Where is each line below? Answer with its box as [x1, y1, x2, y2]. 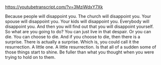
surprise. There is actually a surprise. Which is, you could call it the [5, 39, 139, 45]
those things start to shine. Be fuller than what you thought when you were [5, 49, 154, 55]
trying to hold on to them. [5, 54, 56, 60]
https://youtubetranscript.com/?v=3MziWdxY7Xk [5, 4, 103, 10]
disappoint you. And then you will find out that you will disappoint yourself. [5, 24, 154, 29]
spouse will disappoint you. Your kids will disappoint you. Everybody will [5, 19, 149, 24]
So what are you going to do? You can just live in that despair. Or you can [5, 29, 151, 34]
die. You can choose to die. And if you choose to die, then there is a [5, 34, 141, 39]
